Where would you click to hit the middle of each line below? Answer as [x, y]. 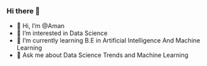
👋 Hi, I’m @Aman [40, 26]
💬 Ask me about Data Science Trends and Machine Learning [102, 55]
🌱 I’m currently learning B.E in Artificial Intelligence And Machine [108, 41]
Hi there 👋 [24, 11]
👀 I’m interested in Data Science [62, 33]
